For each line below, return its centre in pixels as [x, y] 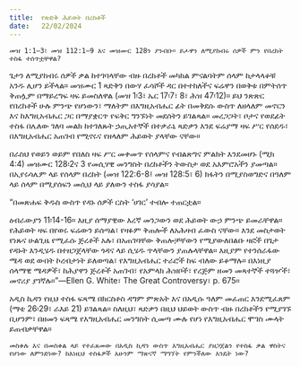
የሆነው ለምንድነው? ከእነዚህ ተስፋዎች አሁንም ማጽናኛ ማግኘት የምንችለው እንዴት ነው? [129, 353]
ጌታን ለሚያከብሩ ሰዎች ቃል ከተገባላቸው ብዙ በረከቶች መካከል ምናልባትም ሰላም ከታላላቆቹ [142, 75]
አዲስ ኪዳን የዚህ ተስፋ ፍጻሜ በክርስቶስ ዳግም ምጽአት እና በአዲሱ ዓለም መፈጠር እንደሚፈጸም [150, 298]
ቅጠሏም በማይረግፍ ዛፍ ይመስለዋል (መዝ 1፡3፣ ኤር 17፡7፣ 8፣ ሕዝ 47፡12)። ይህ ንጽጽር [137, 95]
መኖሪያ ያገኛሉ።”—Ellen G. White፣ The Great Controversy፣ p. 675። [124, 280]
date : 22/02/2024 [46, 26]
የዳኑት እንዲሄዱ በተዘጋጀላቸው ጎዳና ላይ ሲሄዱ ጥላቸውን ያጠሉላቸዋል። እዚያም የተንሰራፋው [145, 250]
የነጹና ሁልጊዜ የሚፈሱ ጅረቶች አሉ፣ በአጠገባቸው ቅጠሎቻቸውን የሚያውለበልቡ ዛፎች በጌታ [144, 240]
